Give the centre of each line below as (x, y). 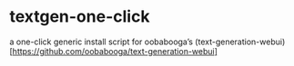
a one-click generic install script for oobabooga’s (101, 42)
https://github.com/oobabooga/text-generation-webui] (115, 51)
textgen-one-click (80, 17)
